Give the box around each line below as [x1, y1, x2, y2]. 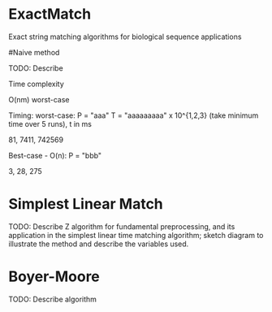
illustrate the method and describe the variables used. [8, 239, 189, 249]
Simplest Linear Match [8, 195, 164, 214]
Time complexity [8, 79, 65, 89]
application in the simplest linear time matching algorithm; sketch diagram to [8, 230, 264, 240]
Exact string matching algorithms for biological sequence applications [8, 32, 242, 41]
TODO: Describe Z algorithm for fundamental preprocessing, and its [8, 221, 235, 232]
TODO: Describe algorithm [8, 294, 97, 304]
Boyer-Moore [8, 267, 100, 286]
